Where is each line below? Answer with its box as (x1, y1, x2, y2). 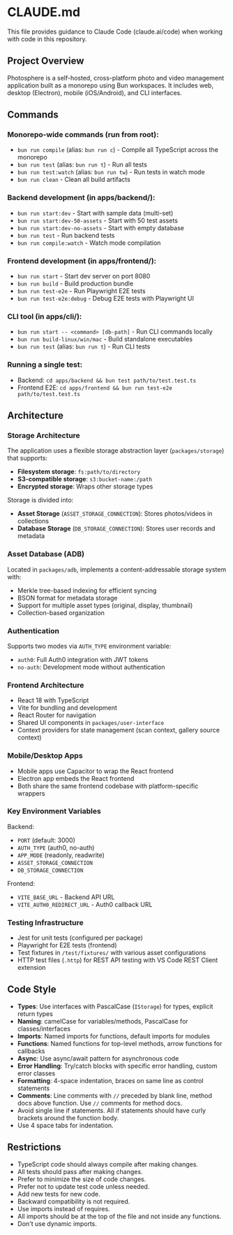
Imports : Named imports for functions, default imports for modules (17, 1031, 211, 1040)
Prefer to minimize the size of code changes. (17, 1175, 146, 1183)
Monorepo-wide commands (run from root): (7, 130, 159, 140)
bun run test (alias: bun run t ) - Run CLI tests (17, 342, 151, 351)
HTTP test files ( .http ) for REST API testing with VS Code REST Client (17, 956, 218, 964)
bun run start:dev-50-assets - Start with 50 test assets (17, 216, 178, 225)
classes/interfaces (17, 1024, 71, 1033)
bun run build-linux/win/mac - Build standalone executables (17, 335, 193, 344)
